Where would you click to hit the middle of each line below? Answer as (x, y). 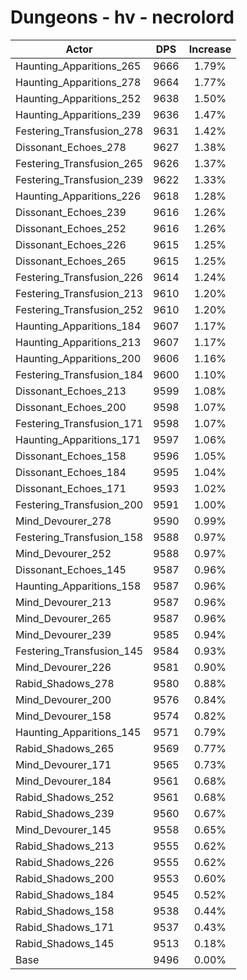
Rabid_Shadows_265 (65, 748)
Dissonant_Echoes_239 (71, 212)
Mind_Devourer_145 (63, 829)
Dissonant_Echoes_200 (71, 407)
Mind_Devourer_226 (63, 667)
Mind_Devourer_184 (63, 781)
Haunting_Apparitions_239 (78, 114)
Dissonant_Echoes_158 (71, 456)
